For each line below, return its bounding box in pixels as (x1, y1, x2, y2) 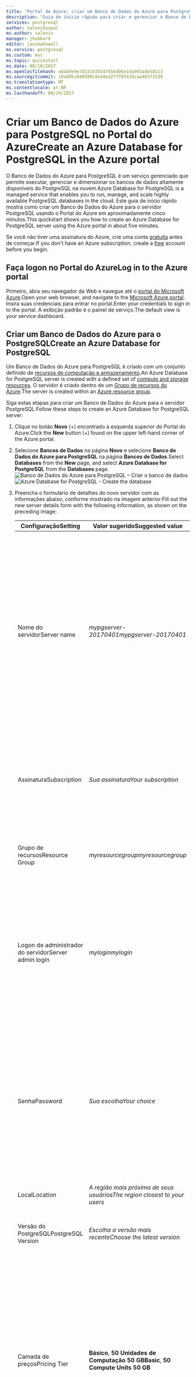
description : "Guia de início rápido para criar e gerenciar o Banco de (6, 14, 187, 20)
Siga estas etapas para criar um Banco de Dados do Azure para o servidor (6, 399, 185, 406)
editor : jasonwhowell (6, 42, 59, 47)
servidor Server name (17, 631, 76, 639)
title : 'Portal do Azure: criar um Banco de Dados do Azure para (6, 8, 168, 15)
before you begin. (6, 245, 49, 252)
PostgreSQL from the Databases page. (14, 466, 110, 473)
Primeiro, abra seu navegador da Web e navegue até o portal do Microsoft (6, 288, 184, 295)
